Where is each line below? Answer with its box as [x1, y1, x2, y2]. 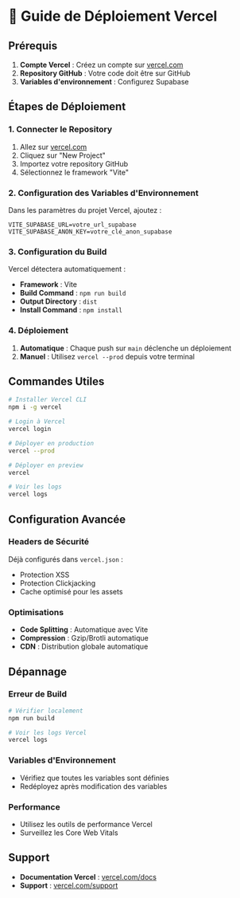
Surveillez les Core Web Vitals [19, 828, 118, 837]
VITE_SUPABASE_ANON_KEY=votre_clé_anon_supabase [8, 227, 172, 236]
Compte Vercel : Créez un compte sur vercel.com [19, 60, 184, 69]
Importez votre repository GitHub [19, 159, 129, 168]
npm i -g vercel [8, 403, 62, 411]
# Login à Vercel [8, 418, 66, 425]
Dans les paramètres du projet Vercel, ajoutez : [8, 205, 162, 214]
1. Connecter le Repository [8, 124, 113, 135]
